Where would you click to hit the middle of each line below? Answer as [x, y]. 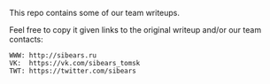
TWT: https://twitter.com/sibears [73, 71]
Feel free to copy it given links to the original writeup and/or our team [135, 30]
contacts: [27, 39]
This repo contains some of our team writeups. [94, 13]
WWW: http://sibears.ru [53, 56]
